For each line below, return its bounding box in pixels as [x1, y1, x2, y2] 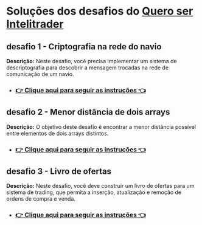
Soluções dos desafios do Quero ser [6, 4, 193, 18]
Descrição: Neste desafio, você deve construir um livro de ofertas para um [6, 182, 195, 190]
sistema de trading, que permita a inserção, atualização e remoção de [6, 189, 182, 196]
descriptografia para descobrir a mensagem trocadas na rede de [6, 64, 169, 71]
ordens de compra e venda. [6, 195, 76, 202]
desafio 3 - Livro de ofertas [6, 166, 111, 177]
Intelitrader [6, 17, 64, 31]
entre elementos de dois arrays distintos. [6, 130, 109, 137]
